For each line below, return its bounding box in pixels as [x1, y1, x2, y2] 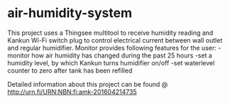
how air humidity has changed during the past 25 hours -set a [31, 51, 213, 60]
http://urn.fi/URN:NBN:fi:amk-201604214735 [7, 87, 137, 96]
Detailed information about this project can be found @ [7, 80, 168, 88]
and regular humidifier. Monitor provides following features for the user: [7, 43, 217, 52]
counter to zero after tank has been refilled [7, 66, 133, 75]
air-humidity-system [7, 5, 133, 21]
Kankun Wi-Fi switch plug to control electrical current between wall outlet [7, 36, 223, 44]
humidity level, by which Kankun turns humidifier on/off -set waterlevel [7, 58, 215, 67]
